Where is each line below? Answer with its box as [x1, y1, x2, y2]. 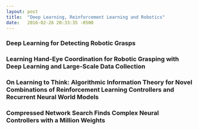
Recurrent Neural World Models [6, 93, 99, 101]
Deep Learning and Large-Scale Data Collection [6, 63, 146, 71]
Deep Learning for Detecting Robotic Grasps [6, 39, 136, 47]
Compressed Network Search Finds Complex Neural [6, 109, 160, 117]
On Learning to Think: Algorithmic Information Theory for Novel [6, 78, 193, 86]
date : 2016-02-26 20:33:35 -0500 [6, 19, 94, 25]
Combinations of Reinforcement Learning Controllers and [6, 86, 174, 94]
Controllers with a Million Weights [6, 116, 105, 125]
